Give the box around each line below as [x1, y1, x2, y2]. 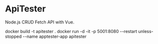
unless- [138, 28, 154, 34]
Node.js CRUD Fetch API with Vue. [5, 19, 75, 25]
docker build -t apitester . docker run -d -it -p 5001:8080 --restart [5, 28, 138, 34]
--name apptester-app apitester [22, 33, 87, 39]
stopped [5, 33, 22, 39]
